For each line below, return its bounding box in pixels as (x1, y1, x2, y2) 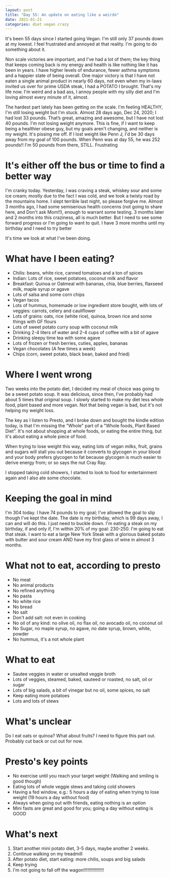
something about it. (5, 46, 46, 52)
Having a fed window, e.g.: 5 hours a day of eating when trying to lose (12, 789, 159, 795)
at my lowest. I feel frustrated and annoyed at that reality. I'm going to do (5, 41, 157, 47)
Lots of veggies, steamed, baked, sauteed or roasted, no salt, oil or (12, 676, 153, 682)
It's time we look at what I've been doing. (5, 235, 91, 241)
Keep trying (12, 861, 37, 867)
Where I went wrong (5, 369, 92, 380)
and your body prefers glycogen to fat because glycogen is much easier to (5, 454, 162, 460)
